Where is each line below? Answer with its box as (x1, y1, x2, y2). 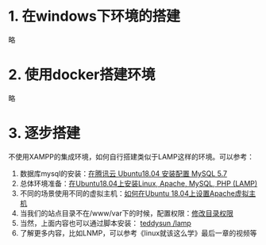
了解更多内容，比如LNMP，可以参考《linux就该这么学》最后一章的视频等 (19, 228, 257, 238)
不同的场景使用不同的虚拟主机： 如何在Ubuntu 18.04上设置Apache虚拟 (19, 188, 249, 198)
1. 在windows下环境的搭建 (8, 7, 180, 25)
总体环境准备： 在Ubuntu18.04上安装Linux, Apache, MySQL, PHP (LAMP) (19, 178, 258, 188)
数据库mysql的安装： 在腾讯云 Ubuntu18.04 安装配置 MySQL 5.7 (19, 168, 228, 178)
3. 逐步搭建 (8, 124, 81, 143)
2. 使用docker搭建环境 (8, 66, 156, 84)
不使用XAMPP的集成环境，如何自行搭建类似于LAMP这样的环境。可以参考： (8, 151, 254, 161)
